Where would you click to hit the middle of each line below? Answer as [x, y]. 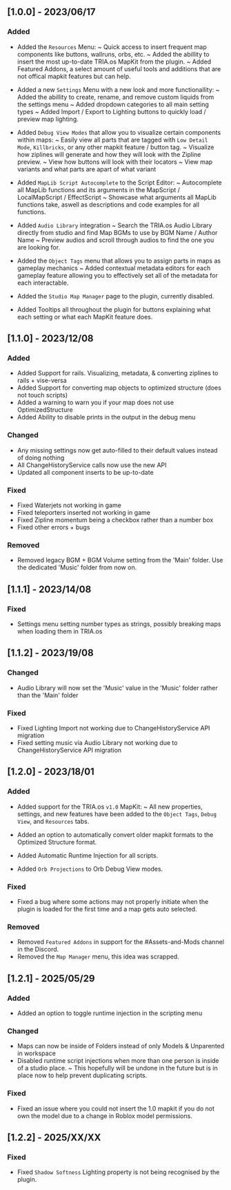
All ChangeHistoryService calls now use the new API [92, 465]
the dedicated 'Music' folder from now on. [77, 567]
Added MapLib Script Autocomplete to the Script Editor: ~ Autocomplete [119, 182]
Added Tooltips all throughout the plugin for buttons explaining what [114, 309]
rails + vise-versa [42, 381]
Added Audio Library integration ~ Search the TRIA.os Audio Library [114, 225]
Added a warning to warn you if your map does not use [96, 403]
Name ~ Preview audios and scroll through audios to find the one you [115, 240]
